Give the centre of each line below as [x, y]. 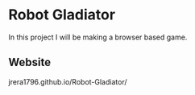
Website [29, 62]
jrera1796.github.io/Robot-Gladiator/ [68, 81]
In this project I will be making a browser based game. [98, 37]
